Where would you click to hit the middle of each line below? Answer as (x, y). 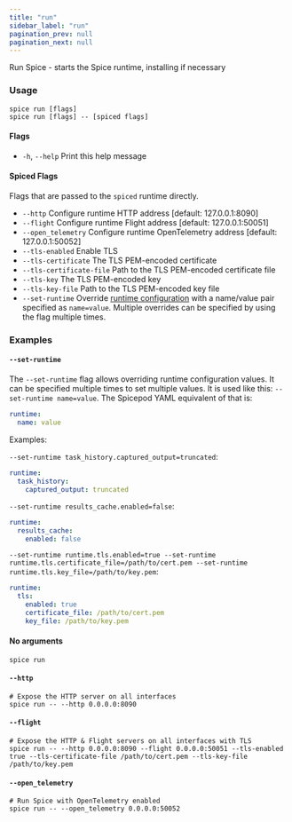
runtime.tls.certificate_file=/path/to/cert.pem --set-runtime (129, 563)
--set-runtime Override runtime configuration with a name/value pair (148, 297)
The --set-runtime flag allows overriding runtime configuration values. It (142, 379)
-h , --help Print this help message (84, 155)
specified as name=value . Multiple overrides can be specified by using (149, 307)
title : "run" (33, 17)
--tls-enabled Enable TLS (70, 250)
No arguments (36, 641)
